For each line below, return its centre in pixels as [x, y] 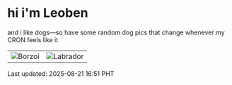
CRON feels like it [33, 39]
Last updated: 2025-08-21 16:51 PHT [61, 73]
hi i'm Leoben [48, 13]
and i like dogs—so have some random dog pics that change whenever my [116, 32]
